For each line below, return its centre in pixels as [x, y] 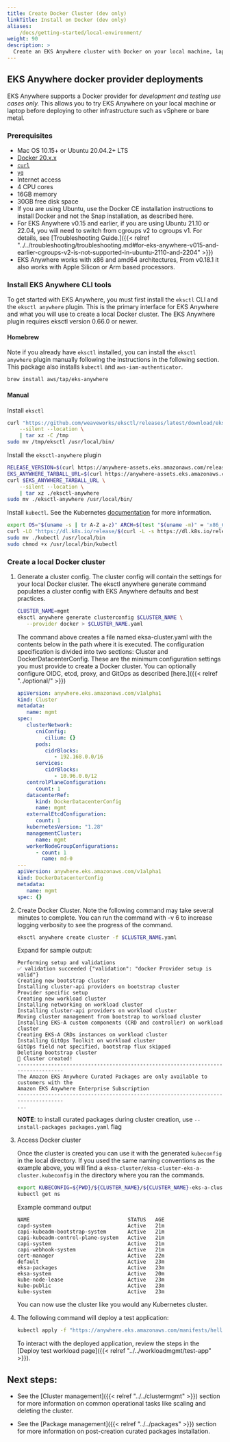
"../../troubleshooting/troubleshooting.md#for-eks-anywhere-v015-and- [118, 245]
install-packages [42, 1127]
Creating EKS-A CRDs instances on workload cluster [92, 1035]
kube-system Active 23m [91, 1292]
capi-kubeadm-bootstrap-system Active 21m [91, 1232]
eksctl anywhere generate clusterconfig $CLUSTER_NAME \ [100, 618]
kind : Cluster [37, 700]
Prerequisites [30, 136]
